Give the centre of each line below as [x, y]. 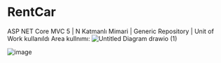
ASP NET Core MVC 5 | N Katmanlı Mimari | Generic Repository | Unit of [111, 31]
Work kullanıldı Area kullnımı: [49, 38]
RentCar [31, 12]
